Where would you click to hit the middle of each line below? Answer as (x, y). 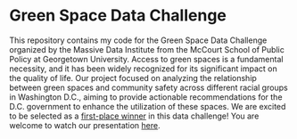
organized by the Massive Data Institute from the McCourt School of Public (147, 49)
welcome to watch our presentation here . (85, 125)
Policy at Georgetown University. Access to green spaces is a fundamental (146, 59)
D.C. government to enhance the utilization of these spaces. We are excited (148, 106)
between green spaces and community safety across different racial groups (148, 87)
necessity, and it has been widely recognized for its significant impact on (144, 69)
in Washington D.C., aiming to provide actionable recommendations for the (146, 97)
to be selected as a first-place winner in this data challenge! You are (134, 116)
